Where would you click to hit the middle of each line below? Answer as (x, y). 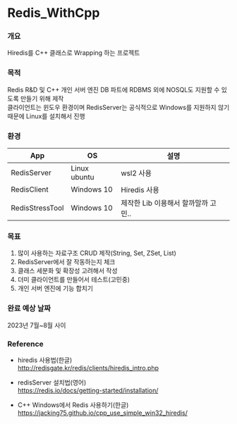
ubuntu (82, 177)
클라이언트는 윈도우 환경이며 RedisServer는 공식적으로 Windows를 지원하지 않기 (119, 107)
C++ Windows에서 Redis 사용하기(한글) (73, 405)
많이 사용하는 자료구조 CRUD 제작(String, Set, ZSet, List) (97, 253)
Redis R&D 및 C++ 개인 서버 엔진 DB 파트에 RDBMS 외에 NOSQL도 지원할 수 (114, 89)
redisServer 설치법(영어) (52, 382)
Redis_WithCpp (54, 13)
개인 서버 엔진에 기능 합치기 (55, 288)
